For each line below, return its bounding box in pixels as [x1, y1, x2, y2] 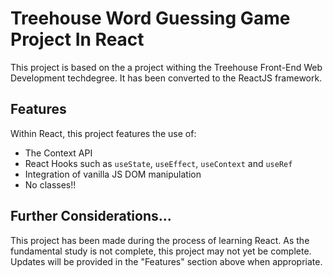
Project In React [10, 28, 145, 51]
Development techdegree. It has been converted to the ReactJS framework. [10, 72, 323, 84]
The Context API [24, 147, 93, 159]
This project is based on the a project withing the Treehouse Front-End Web [10, 61, 323, 73]
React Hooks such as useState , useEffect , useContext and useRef [24, 157, 293, 169]
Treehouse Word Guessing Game [10, 7, 291, 30]
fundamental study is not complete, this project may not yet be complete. [10, 245, 312, 257]
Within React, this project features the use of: [10, 127, 197, 139]
